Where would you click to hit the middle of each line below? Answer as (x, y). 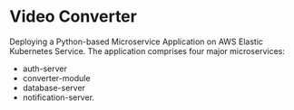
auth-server (45, 69)
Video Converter (73, 17)
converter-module (56, 78)
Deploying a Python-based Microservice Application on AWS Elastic (137, 41)
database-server (54, 87)
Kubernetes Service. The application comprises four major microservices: (147, 50)
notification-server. (59, 97)
